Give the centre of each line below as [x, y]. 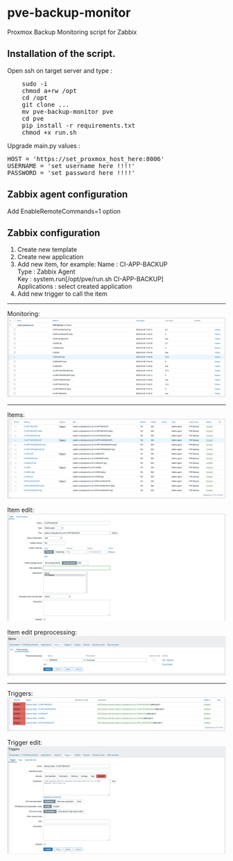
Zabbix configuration [54, 233]
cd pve [33, 118]
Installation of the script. [61, 54]
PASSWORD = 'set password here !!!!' [71, 173]
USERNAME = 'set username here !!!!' [71, 166]
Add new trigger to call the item [62, 294]
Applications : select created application [75, 287]
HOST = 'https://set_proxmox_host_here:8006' [86, 159]
